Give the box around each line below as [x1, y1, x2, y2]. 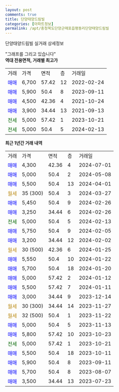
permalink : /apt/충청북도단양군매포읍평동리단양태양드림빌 [5, 26, 110, 31]
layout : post [5, 7, 32, 13]
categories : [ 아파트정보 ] [5, 21, 54, 27]
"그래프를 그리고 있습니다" [5, 51, 56, 57]
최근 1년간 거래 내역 [5, 140, 43, 146]
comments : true [5, 12, 37, 17]
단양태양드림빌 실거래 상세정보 [5, 41, 64, 47]
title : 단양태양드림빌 [5, 17, 45, 22]
